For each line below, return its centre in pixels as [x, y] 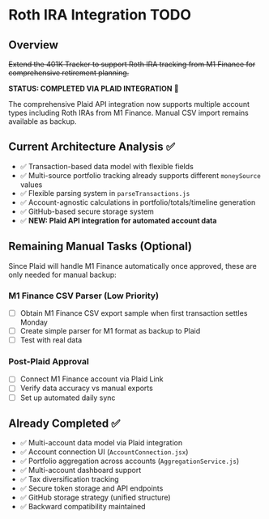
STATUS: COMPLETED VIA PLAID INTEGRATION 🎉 [94, 88]
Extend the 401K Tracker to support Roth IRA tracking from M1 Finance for [132, 64]
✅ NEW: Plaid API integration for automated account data [118, 220]
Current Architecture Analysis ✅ [92, 147]
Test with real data [51, 340]
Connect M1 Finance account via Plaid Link [92, 379]
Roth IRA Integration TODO [100, 15]
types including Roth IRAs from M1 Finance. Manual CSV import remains [128, 113]
